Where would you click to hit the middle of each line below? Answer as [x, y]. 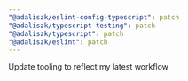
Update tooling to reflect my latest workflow [89, 67]
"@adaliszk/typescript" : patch [66, 33]
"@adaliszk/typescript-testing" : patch [82, 26]
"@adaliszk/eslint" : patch [58, 42]
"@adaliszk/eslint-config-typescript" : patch [94, 17]
